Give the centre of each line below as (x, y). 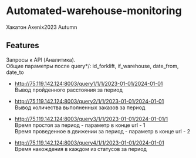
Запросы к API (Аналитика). (41, 59)
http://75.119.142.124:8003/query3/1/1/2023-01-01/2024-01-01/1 (91, 119)
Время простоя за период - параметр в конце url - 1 (80, 125)
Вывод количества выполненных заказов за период (80, 107)
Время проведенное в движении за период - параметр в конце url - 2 (102, 131)
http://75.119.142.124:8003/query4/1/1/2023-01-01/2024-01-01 (89, 143)
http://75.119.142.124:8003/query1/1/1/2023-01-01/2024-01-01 (89, 83)
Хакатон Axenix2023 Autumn (42, 27)
